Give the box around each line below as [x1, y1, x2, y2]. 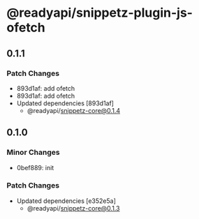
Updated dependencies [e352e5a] [16, 197, 116, 205]
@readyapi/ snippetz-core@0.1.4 [27, 106, 120, 114]
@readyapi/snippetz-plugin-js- [6, 5, 193, 21]
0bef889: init [16, 163, 54, 172]
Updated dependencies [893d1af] [16, 99, 115, 107]
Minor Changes [6, 148, 60, 158]
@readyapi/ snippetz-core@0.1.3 [27, 204, 120, 212]
